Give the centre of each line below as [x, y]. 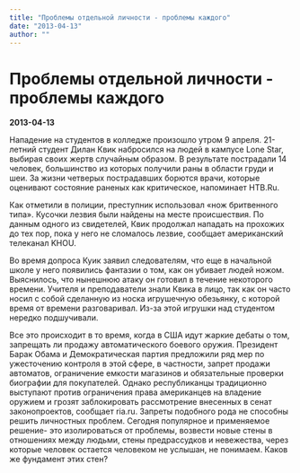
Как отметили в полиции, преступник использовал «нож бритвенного [144, 205]
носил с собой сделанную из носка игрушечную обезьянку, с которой [145, 299]
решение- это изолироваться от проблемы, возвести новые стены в [141, 431]
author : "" [30, 34]
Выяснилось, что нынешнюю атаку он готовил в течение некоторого [141, 280]
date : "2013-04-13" [46, 26]
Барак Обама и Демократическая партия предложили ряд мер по [137, 355]
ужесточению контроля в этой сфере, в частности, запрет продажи [140, 364]
